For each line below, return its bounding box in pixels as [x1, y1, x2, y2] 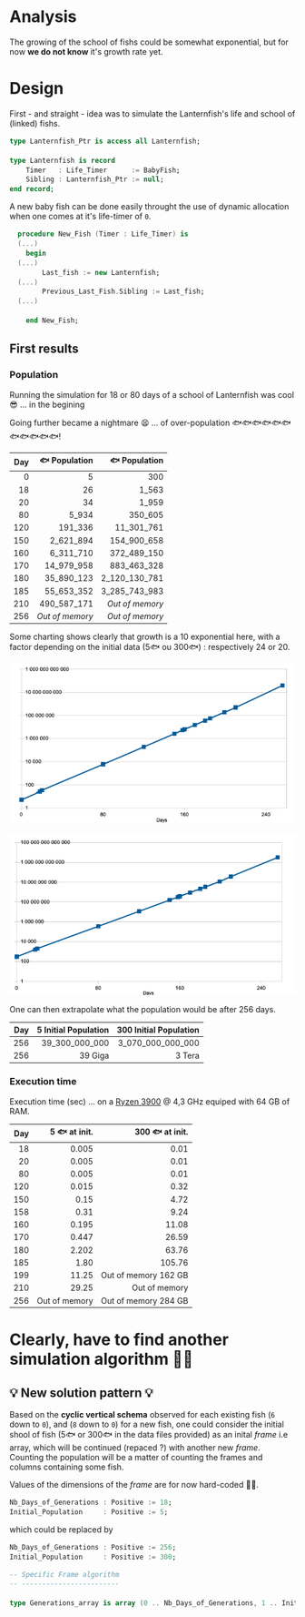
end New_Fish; [25, 316, 79, 325]
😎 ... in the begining [9, 399, 85, 410]
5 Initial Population [36, 1024, 110, 1035]
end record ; [9, 185, 54, 194]
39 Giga [79, 1050, 110, 1062]
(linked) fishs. [9, 117, 61, 128]
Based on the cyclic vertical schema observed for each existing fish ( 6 [9, 1409, 275, 1420]
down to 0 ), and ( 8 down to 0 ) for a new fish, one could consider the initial [9, 1419, 284, 1430]
